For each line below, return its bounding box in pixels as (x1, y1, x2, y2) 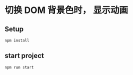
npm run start (4, 64, 34, 70)
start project (4, 51, 44, 60)
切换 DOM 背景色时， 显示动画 (4, 4, 128, 16)
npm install (4, 38, 29, 43)
